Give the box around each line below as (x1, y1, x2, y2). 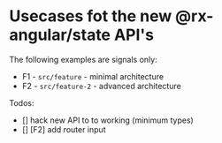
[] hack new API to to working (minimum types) (21, 115, 195, 125)
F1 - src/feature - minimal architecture (21, 71, 165, 81)
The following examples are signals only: (9, 54, 157, 64)
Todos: (9, 97, 34, 108)
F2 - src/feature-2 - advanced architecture (21, 80, 181, 91)
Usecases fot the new (9, 6, 172, 26)
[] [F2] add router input (21, 124, 106, 134)
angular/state (9, 25, 111, 45)
